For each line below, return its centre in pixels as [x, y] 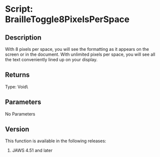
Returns [18, 75]
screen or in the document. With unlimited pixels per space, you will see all [80, 54]
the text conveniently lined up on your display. [51, 59]
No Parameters [20, 114]
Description [23, 37]
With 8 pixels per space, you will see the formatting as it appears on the [77, 49]
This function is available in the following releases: [56, 141]
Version [17, 129]
